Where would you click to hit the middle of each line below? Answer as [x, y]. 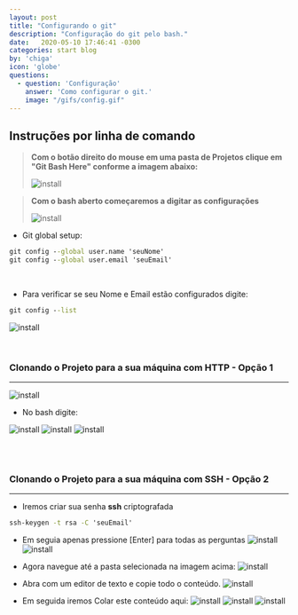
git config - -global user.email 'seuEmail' [91, 260]
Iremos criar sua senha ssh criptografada [98, 507]
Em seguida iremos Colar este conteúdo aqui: [105, 601]
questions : [29, 75]
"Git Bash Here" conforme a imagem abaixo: [114, 167]
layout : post [33, 17]
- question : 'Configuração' [69, 83]
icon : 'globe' [35, 67]
